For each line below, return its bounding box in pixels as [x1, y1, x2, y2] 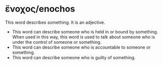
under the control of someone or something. [12, 39, 102, 45]
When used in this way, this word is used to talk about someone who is [12, 34, 155, 40]
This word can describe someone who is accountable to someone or [12, 44, 151, 50]
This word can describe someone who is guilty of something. [12, 54, 136, 60]
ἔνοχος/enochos [5, 3, 75, 15]
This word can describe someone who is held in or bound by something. [12, 29, 158, 34]
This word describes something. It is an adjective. [5, 19, 105, 25]
